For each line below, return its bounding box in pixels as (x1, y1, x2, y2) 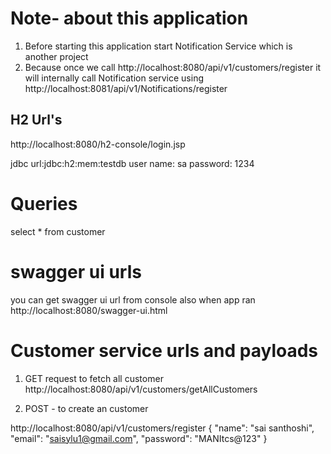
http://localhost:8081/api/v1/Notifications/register (24, 82, 228, 94)
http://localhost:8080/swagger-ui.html (10, 304, 168, 316)
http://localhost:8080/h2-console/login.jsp (10, 138, 186, 150)
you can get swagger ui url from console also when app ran (10, 293, 256, 306)
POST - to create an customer (24, 402, 149, 414)
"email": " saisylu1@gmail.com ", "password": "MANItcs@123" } (10, 432, 268, 444)
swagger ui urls (10, 260, 142, 283)
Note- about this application (10, 7, 249, 30)
